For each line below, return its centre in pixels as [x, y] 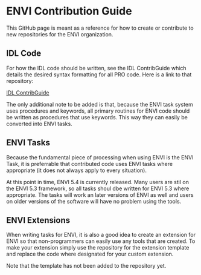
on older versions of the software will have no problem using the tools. [94, 201]
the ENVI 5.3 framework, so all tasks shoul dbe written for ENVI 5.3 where [98, 188]
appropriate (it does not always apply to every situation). [76, 170]
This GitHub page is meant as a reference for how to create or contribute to [100, 28]
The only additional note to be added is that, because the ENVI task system [100, 104]
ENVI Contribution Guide [69, 11]
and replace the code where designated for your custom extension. [90, 254]
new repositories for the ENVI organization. [60, 34]
